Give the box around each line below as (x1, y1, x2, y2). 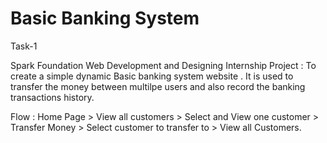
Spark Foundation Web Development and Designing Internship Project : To (10, 59, 317, 71)
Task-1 (10, 40, 38, 52)
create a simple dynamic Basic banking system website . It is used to (10, 70, 294, 82)
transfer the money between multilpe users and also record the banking (10, 80, 306, 92)
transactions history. (10, 91, 95, 103)
